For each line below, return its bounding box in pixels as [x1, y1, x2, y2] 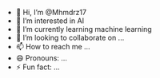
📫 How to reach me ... [15, 42, 90, 51]
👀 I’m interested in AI [15, 16, 85, 25]
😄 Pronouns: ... [15, 53, 68, 63]
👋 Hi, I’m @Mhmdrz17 [15, 8, 86, 17]
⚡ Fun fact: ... [15, 62, 60, 72]
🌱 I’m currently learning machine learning [15, 25, 152, 33]
